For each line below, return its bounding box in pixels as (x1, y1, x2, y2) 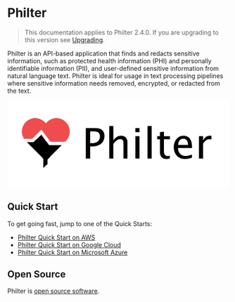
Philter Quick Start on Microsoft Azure (17, 248, 128, 256)
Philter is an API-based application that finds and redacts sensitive (7, 49, 200, 58)
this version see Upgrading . (24, 35, 106, 44)
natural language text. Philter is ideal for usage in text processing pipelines (7, 72, 224, 80)
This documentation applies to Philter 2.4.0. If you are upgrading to (24, 28, 220, 37)
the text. (7, 86, 32, 95)
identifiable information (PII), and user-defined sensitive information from (7, 64, 220, 72)
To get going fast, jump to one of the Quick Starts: (7, 219, 153, 228)
